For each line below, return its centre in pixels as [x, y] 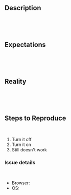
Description [23, 8]
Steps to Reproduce [35, 118]
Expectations [25, 45]
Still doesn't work [29, 150]
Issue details [20, 163]
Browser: [21, 183]
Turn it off [22, 140]
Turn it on [21, 145]
